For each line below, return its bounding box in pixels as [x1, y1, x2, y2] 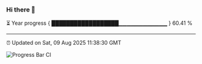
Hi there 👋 [6, 5, 36, 14]
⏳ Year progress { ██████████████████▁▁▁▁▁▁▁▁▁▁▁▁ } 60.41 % [6, 19, 193, 27]
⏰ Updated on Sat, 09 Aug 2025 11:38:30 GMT [6, 39, 121, 46]
